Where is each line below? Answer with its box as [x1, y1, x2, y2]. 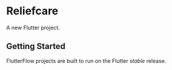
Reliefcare [6, 4, 59, 18]
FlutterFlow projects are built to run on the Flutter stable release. [6, 57, 167, 64]
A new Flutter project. [6, 24, 60, 31]
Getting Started [6, 41, 66, 51]
